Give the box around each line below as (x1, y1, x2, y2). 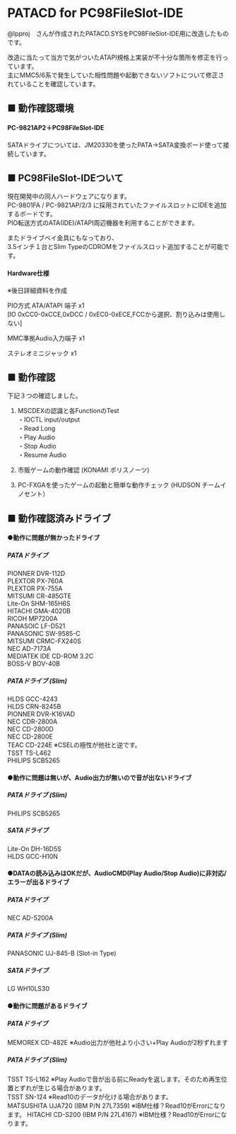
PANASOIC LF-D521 (7, 622, 66, 630)
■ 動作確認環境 (7, 103, 74, 115)
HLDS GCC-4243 (7, 695, 58, 703)
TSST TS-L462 (7, 748, 52, 758)
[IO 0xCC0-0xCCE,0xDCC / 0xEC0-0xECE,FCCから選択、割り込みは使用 (7, 310, 220, 318)
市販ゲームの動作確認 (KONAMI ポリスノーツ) (17, 465, 150, 475)
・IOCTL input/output (17, 415, 81, 424)
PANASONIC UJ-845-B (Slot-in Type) (7, 949, 117, 958)
